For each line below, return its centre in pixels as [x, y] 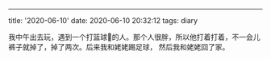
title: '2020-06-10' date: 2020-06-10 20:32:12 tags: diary [103, 20]
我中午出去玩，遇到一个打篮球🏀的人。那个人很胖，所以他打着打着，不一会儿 [134, 37]
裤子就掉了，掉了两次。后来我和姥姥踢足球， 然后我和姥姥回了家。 [119, 47]
